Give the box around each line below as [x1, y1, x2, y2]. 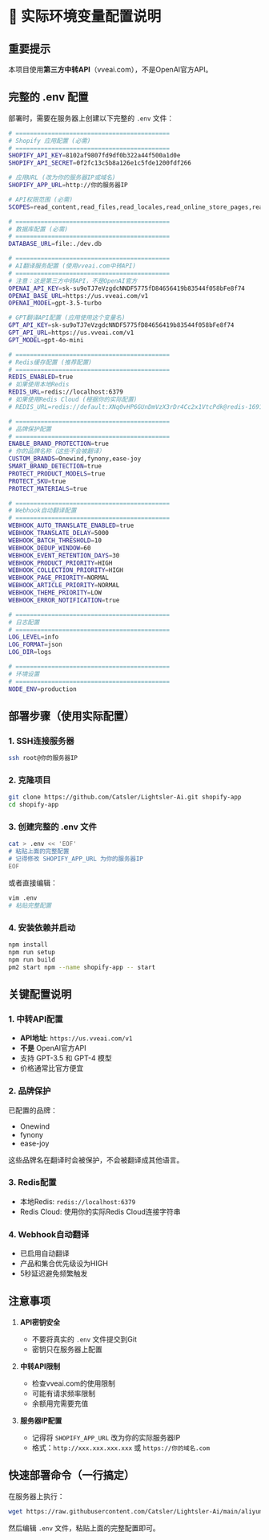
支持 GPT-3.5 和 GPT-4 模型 [19, 1053, 112, 1063]
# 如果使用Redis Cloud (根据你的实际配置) [8, 395, 138, 404]
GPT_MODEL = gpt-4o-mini [8, 336, 84, 344]
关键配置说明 [8, 987, 72, 1001]
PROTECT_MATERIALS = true [8, 484, 88, 492]
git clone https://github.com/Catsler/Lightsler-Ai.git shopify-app [8, 793, 242, 802]
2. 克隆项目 [8, 774, 51, 786]
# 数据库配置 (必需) [8, 225, 69, 233]
